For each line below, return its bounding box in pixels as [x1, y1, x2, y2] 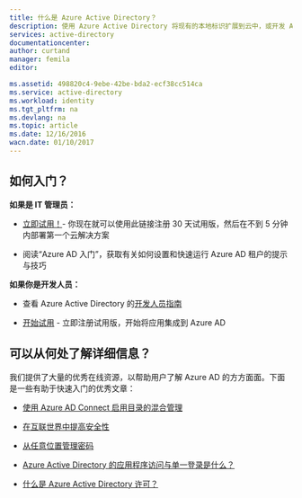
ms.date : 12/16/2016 [9, 129, 87, 139]
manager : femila [9, 55, 70, 64]
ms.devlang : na [9, 113, 67, 122]
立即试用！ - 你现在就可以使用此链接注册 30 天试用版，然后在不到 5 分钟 [22, 218, 289, 229]
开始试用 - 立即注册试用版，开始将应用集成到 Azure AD [22, 316, 226, 328]
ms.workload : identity [9, 96, 94, 105]
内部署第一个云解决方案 [22, 229, 110, 240]
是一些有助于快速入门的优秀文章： [9, 383, 136, 394]
